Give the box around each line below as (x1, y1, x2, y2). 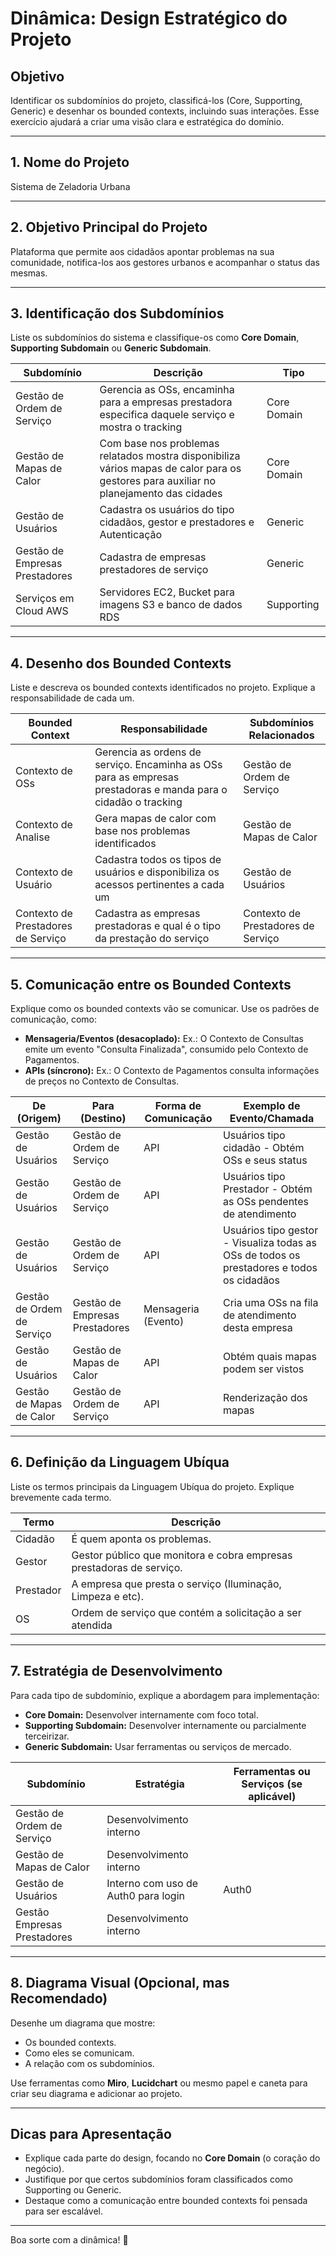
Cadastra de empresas (99, 550, 207, 564)
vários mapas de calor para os (99, 462, 242, 476)
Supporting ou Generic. (24, 2184, 122, 2196)
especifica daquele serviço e (99, 408, 235, 422)
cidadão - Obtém (222, 1141, 305, 1155)
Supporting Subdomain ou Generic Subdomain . (10, 342, 212, 354)
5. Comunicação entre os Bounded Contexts (10, 976, 292, 993)
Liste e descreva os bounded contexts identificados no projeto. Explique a (10, 682, 316, 694)
